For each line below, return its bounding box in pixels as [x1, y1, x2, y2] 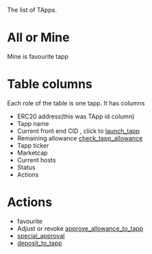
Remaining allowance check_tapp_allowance [16, 134, 143, 142]
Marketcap [16, 149, 48, 157]
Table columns [7, 77, 92, 92]
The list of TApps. [7, 6, 57, 14]
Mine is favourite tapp [7, 52, 69, 60]
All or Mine [7, 30, 70, 45]
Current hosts [16, 155, 56, 164]
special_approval [16, 231, 65, 240]
